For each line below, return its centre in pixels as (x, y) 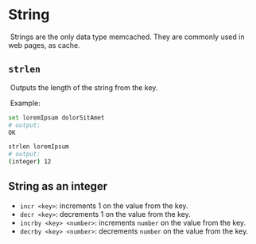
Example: (25, 103)
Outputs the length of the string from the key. (84, 87)
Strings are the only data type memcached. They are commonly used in (127, 37)
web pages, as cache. (45, 45)
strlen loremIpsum (39, 147)
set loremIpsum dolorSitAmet (56, 117)
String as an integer (58, 186)
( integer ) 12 (30, 162)
